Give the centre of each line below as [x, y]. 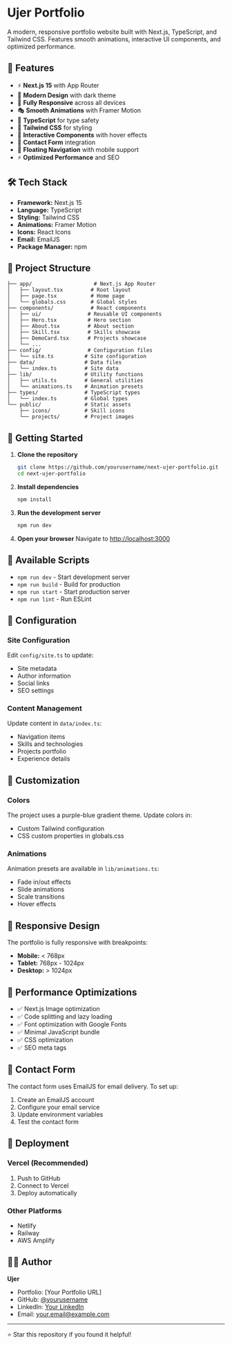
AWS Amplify [36, 1240]
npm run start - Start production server [74, 591]
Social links [33, 683]
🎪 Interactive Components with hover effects [82, 135]
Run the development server [59, 513]
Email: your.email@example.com [63, 1314]
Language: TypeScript [49, 210]
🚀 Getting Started [45, 438]
